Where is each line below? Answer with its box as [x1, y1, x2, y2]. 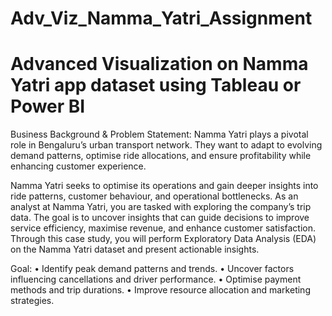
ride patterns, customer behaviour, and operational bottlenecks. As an [10, 190, 299, 202]
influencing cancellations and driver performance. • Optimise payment [10, 273, 302, 286]
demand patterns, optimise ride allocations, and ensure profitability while [10, 150, 312, 162]
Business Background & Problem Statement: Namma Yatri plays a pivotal [10, 128, 309, 141]
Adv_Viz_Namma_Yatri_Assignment [10, 7, 313, 30]
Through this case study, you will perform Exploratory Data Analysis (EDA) [10, 233, 317, 245]
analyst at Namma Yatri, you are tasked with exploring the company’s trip [10, 201, 312, 213]
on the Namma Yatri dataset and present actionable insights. [10, 243, 260, 256]
